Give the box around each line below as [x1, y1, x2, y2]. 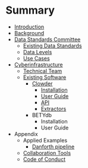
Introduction [14, 23, 45, 30]
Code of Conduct [23, 156, 66, 163]
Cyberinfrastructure [14, 61, 63, 68]
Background [14, 29, 45, 36]
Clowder [32, 80, 53, 87]
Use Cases [23, 55, 50, 62]
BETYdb [32, 111, 52, 119]
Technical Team [23, 67, 62, 74]
